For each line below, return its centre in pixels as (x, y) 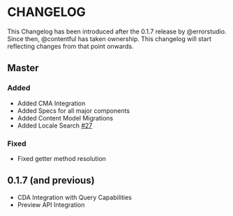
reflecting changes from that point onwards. (70, 46)
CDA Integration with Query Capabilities (75, 197)
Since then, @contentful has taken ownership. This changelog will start (109, 38)
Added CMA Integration (51, 103)
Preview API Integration (51, 205)
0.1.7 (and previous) (51, 181)
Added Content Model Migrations (65, 118)
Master (23, 68)
